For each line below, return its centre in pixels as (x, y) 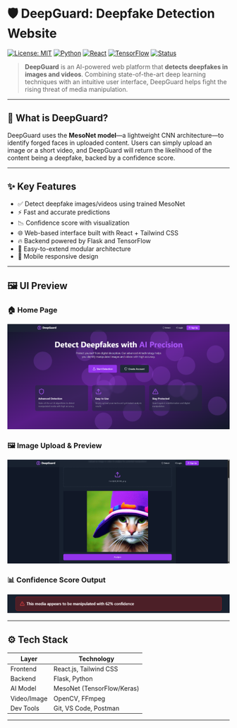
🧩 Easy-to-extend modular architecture (74, 249)
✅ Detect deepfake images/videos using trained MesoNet (101, 204)
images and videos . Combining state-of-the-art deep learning (115, 74)
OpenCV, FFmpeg (79, 698)
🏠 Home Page (32, 310)
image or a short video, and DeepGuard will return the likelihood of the (110, 150)
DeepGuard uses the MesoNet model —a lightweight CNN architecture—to (116, 135)
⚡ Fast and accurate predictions (64, 212)
